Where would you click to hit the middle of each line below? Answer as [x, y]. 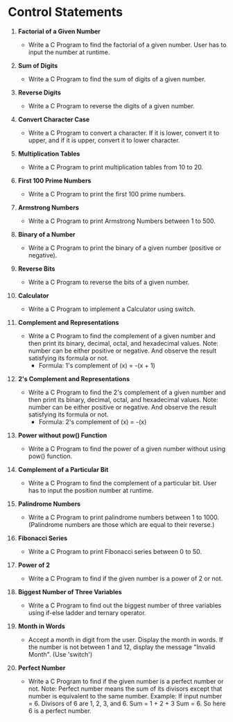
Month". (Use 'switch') [60, 654]
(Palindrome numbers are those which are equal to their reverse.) [121, 524]
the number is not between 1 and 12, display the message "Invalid [122, 647]
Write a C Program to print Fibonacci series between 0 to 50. [115, 551]
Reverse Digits [39, 92]
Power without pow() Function [62, 435]
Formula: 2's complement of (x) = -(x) [93, 421]
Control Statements [66, 12]
